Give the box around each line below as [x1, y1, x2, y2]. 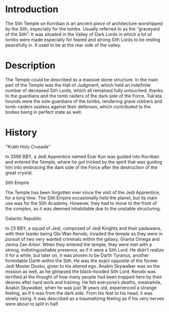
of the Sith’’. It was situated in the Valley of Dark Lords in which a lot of [5, 31, 152, 37]
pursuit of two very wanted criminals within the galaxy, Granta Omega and [5, 236, 160, 242]
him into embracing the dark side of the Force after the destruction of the [5, 164, 158, 170]
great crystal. [5, 169, 33, 176]
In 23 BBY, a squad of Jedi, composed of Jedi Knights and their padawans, [5, 225, 162, 231]
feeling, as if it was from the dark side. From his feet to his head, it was [5, 290, 153, 296]
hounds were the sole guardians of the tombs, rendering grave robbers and [5, 98, 162, 104]
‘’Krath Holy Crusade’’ [5, 143, 51, 149]
